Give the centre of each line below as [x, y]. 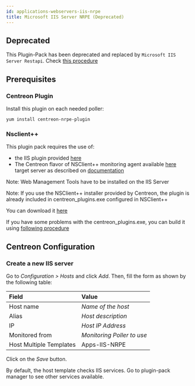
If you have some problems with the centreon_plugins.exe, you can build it [96, 222]
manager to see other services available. [55, 376]
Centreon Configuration [51, 247]
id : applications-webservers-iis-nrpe [53, 11]
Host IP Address [103, 325]
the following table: [29, 282]
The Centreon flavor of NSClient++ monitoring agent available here [95, 164]
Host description [104, 316]
